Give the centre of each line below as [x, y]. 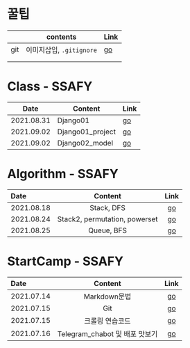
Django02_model [85, 143]
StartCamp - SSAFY [65, 261]
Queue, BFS [107, 230]
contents [61, 37]
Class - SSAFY [50, 87]
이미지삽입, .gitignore [61, 49]
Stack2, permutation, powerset [107, 219]
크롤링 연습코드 [107, 321]
